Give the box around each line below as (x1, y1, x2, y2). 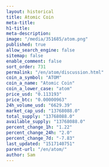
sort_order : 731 (6, 63, 46, 70)
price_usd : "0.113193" (6, 91, 62, 97)
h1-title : (6, 25, 31, 31)
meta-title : (6, 20, 35, 25)
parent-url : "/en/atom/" (6, 146, 67, 152)
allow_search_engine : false (6, 47, 75, 53)
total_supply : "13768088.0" (6, 113, 75, 119)
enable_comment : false (6, 58, 62, 64)
